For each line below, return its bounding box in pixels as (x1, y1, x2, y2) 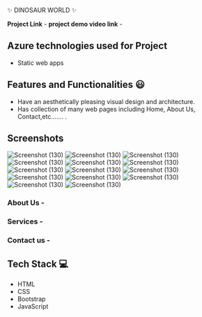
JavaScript (17, 302, 49, 311)
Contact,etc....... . (17, 112, 68, 121)
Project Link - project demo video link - (7, 20, 123, 28)
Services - (7, 216, 43, 226)
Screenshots (7, 133, 64, 145)
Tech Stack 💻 (7, 258, 69, 270)
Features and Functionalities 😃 (7, 79, 145, 91)
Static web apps (17, 59, 64, 67)
